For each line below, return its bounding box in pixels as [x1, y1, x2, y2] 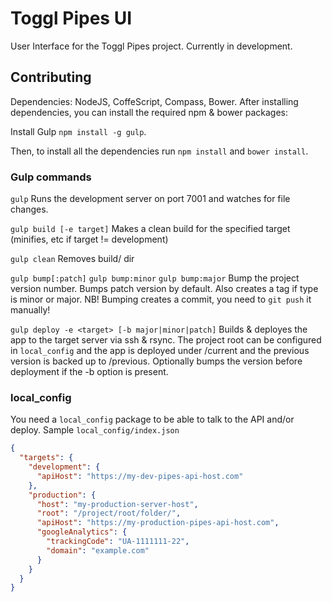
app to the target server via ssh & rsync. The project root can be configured [10, 334, 322, 346]
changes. [10, 203, 49, 216]
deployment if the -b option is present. [10, 366, 169, 378]
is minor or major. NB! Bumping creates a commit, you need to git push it [10, 293, 312, 306]
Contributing [10, 69, 92, 86]
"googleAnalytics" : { [36, 527, 128, 537]
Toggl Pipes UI [10, 7, 133, 30]
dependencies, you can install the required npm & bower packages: [10, 106, 289, 118]
